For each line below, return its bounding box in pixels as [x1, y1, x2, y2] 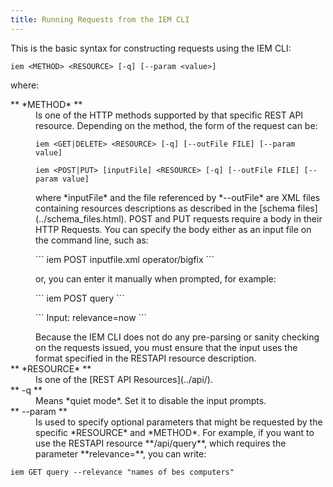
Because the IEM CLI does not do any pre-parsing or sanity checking [35, 331, 320, 343]
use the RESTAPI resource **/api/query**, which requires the [35, 437, 287, 449]
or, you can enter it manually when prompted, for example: [35, 272, 277, 285]
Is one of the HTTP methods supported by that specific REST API [35, 109, 304, 121]
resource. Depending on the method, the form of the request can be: [35, 119, 318, 131]
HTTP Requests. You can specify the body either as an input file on [35, 223, 312, 235]
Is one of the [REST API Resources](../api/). [35, 373, 213, 385]
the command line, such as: [35, 234, 149, 246]
